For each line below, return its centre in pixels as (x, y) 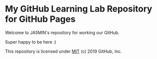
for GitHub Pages (40, 19)
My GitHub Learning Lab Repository (78, 9)
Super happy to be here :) (31, 42)
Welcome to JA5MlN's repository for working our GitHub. (62, 32)
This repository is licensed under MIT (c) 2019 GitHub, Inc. (64, 51)
